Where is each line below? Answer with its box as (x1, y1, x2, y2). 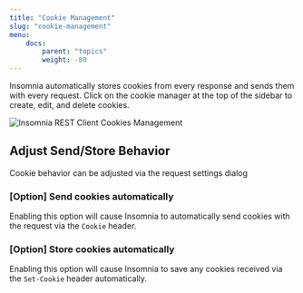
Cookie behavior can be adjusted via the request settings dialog (9, 167, 248, 178)
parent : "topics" (42, 47, 107, 56)
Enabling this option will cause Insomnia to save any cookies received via (9, 264, 283, 275)
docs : (25, 38, 47, 48)
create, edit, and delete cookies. (9, 100, 130, 110)
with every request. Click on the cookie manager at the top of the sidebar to (9, 90, 293, 101)
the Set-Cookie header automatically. (9, 273, 148, 284)
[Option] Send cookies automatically (9, 190, 174, 202)
